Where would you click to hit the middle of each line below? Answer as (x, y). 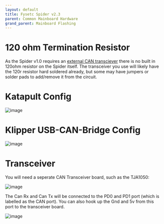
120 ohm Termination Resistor (67, 48)
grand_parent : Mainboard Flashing (41, 23)
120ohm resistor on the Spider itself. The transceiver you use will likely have (82, 66)
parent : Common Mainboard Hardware (42, 19)
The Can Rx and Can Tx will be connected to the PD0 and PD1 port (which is (82, 196)
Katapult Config (38, 97)
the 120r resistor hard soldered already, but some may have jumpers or (77, 72)
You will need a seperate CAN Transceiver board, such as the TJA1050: (77, 177)
